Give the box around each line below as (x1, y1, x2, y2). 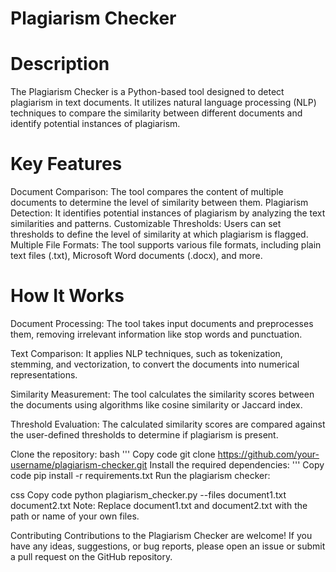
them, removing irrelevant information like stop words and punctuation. (10, 328, 303, 340)
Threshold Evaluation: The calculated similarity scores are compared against (10, 418, 326, 430)
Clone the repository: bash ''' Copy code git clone (10, 448, 216, 460)
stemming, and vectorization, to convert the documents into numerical (10, 358, 300, 370)
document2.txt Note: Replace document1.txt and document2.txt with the (10, 500, 308, 511)
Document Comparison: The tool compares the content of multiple (10, 186, 284, 198)
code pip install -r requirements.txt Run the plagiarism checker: (10, 470, 271, 481)
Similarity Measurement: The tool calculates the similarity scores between (10, 388, 315, 400)
